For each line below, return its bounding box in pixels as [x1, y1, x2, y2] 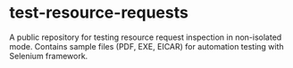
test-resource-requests [9, 3, 189, 23]
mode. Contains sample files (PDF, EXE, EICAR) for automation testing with [9, 41, 284, 51]
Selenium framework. [9, 50, 88, 61]
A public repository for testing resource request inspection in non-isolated [9, 32, 282, 42]
